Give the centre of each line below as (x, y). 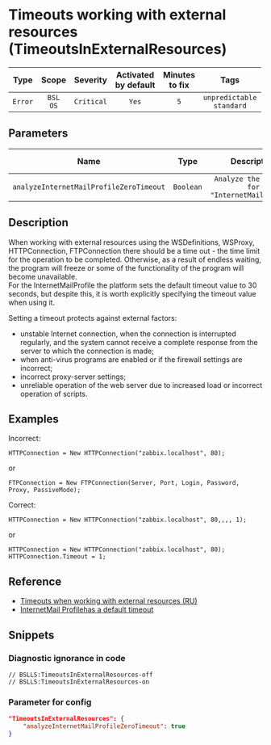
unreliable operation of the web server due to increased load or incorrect (141, 385)
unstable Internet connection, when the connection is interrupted (128, 334)
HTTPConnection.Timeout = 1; (57, 557)
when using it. (31, 302)
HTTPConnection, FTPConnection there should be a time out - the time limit (134, 250)
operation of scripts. (54, 394)
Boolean (188, 187)
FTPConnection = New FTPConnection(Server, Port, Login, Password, (124, 483)
